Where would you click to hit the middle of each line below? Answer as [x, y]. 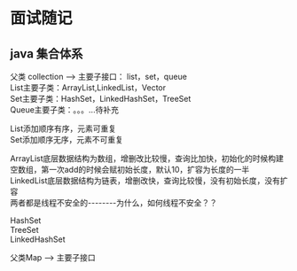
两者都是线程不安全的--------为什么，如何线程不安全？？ [114, 203]
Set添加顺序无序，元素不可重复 [66, 139]
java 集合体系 [47, 54]
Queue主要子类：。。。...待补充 [64, 110]
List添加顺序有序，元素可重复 [63, 128]
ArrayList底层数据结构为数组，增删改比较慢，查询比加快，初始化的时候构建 [147, 159]
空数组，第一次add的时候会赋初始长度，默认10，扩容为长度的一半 [130, 170]
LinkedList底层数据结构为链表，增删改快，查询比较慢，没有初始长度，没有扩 [149, 181]
